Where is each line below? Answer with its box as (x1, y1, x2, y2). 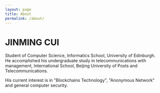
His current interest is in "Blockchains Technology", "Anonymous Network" (5, 78, 155, 83)
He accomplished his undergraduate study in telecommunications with (5, 58, 146, 64)
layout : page (5, 7, 32, 12)
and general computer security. (5, 82, 68, 88)
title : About (5, 12, 32, 16)
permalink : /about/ (5, 16, 45, 21)
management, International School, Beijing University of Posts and (5, 63, 138, 69)
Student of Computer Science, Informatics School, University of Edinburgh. (5, 53, 156, 58)
